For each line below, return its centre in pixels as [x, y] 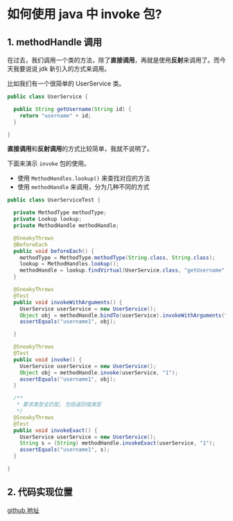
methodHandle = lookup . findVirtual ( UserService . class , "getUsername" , [124, 271]
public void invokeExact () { [55, 430]
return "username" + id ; [55, 115]
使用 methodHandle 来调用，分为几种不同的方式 [83, 187]
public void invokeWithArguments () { [68, 302]
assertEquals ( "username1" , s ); [65, 450]
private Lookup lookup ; [48, 220]
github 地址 [23, 510]
